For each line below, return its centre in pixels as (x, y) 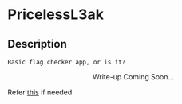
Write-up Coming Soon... (133, 77)
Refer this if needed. (41, 92)
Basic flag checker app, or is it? (67, 62)
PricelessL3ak (56, 15)
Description (37, 44)
